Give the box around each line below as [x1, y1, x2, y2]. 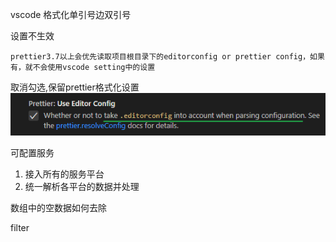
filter [10, 221, 30, 233]
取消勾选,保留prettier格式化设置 [10, 81, 140, 93]
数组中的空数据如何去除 [10, 201, 107, 213]
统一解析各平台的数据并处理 [24, 180, 140, 192]
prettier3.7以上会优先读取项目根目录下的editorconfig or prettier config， [10, 52, 311, 62]
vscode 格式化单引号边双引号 [10, 9, 132, 20]
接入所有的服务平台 [24, 168, 105, 180]
